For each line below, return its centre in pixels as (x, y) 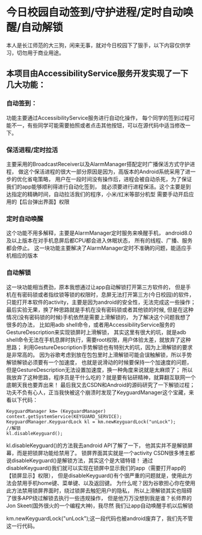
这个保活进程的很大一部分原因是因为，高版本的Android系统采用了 (104, 172)
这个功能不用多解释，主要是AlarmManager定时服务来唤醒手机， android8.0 (99, 233)
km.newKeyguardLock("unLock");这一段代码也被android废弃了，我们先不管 (100, 518)
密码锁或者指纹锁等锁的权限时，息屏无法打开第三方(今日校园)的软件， (108, 294)
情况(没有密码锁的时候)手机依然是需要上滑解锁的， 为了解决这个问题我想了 (99, 317)
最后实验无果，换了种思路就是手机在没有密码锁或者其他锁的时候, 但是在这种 (100, 309)
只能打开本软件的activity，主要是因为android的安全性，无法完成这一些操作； (101, 302)
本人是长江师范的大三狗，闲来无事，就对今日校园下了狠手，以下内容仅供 (96, 45)
